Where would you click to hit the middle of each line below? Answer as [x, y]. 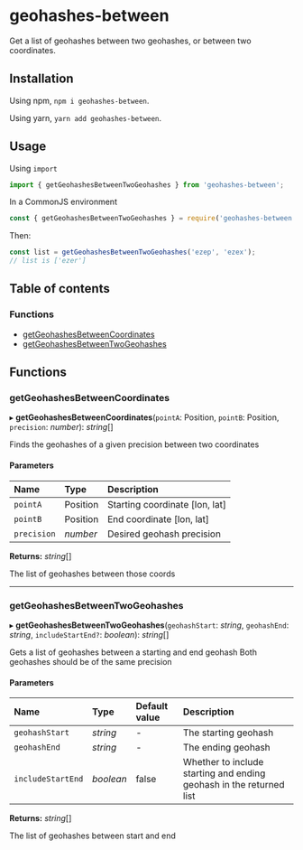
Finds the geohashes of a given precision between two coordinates [134, 444]
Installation [41, 79]
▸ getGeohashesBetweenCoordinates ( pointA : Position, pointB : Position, [144, 417]
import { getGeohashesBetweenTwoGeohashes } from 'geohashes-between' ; [147, 185]
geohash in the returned [234, 785]
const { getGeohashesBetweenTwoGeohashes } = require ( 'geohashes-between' [153, 219]
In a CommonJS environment [63, 202]
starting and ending [225, 773]
